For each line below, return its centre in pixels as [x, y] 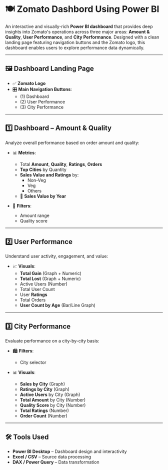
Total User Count [37, 289]
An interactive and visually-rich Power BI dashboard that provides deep [79, 26]
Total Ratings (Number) [44, 410]
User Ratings [33, 294]
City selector [33, 362]
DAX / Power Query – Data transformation [56, 462]
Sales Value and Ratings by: [49, 174]
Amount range [35, 215]
